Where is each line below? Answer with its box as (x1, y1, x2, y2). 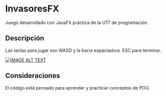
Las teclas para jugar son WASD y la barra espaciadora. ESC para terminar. (5, 47, 161, 53)
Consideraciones (5, 71, 61, 80)
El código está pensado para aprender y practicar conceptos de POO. (5, 84, 150, 90)
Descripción (5, 34, 44, 42)
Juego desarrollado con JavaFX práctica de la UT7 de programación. (5, 19, 149, 25)
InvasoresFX (5, 3, 60, 14)
